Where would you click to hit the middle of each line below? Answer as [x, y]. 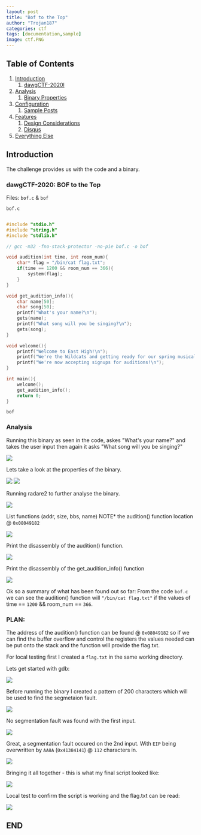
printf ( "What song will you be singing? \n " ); [75, 324]
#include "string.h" [32, 230]
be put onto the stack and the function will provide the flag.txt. [83, 645]
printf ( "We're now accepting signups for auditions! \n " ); [91, 363]
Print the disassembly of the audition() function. [65, 545]
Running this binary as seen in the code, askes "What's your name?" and [96, 440]
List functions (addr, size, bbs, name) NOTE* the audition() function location [100, 516]
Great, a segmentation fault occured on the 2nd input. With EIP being [91, 744]
